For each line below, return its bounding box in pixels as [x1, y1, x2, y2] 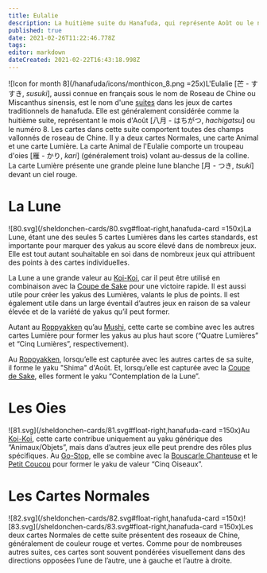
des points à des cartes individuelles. [8, 257, 130, 267]
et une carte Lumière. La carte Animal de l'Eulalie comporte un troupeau [8, 141, 244, 151]
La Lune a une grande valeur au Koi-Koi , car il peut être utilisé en [8, 273, 221, 282]
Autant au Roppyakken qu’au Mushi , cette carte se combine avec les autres [8, 322, 255, 331]
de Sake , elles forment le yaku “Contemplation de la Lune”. [8, 371, 200, 381]
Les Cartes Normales [8, 486, 150, 505]
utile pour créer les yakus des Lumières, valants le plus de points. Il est [8, 289, 240, 299]
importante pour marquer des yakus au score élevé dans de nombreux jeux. [8, 240, 257, 250]
